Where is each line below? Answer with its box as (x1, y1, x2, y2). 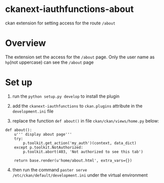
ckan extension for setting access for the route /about (5, 20, 116, 26)
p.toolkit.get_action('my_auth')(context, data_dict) (23, 141, 137, 146)
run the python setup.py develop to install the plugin (12, 93, 120, 99)
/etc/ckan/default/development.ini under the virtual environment (12, 172, 148, 178)
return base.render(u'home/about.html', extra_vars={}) (14, 158, 133, 163)
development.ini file (12, 108, 54, 114)
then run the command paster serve (12, 167, 87, 173)
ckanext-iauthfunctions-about (5, 3, 134, 15)
